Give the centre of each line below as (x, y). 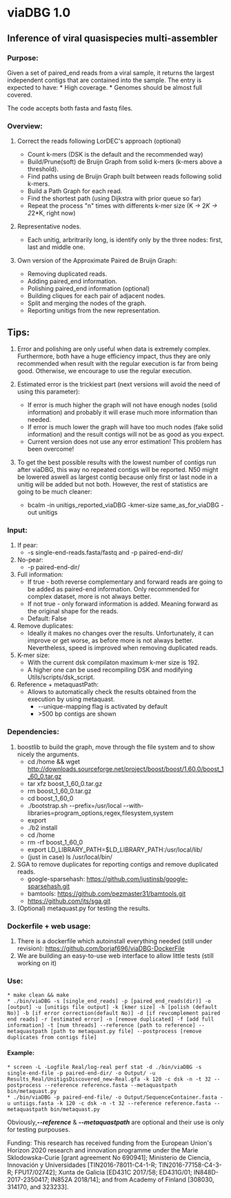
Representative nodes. (49, 226)
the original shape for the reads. (73, 611)
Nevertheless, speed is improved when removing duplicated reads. (123, 648)
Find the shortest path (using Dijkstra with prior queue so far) (114, 199)
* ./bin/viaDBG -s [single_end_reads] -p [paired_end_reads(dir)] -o (109, 1001)
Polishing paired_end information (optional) (89, 288)
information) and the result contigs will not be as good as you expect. (126, 434)
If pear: (27, 545)
